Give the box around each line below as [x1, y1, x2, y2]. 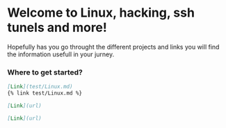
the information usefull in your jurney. [7, 50, 115, 58]
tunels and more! [7, 19, 108, 35]
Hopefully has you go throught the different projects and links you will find [7, 42, 220, 51]
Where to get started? [7, 67, 83, 77]
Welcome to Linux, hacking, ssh [7, 5, 195, 21]
